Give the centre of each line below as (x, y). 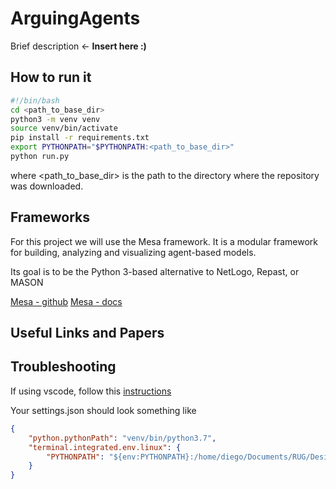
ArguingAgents (75, 18)
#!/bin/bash (35, 100)
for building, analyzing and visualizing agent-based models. (133, 252)
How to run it (51, 77)
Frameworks (50, 217)
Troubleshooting (63, 367)
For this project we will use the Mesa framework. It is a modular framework (164, 241)
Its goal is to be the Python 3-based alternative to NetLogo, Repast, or (155, 271)
